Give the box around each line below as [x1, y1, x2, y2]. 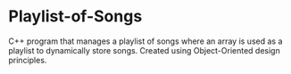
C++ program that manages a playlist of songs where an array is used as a [8, 36, 283, 46]
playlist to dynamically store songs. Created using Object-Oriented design [8, 45, 280, 55]
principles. [8, 54, 47, 65]
